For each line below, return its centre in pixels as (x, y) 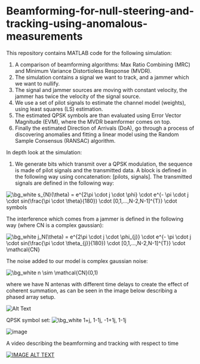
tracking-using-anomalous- (77, 24)
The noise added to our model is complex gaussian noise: (77, 261)
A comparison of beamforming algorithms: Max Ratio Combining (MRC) (103, 65)
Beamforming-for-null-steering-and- (100, 11)
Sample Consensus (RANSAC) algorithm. (65, 140)
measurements (44, 36)
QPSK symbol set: (28, 320)
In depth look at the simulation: (44, 152)
